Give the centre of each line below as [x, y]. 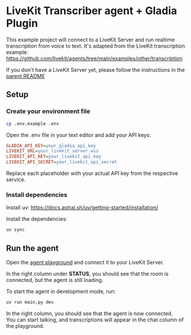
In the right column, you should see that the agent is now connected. [90, 313]
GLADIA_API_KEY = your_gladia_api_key [51, 145]
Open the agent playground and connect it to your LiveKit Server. [85, 262]
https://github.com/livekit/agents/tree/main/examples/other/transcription [94, 58]
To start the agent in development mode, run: [61, 291]
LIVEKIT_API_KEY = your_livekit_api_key [54, 157]
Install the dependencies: [37, 219]
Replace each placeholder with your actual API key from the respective [92, 173]
